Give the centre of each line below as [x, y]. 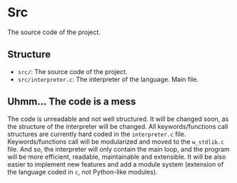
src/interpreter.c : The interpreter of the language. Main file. [108, 79]
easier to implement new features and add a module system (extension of [116, 164]
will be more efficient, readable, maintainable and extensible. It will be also [117, 157]
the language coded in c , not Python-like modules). [83, 172]
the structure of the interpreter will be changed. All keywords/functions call [118, 126]
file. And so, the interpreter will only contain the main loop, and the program [118, 149]
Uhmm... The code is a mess [72, 101]
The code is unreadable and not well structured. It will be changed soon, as [118, 119]
